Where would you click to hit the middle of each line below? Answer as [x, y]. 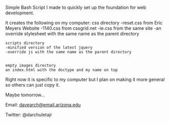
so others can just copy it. [33, 85]
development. [20, 13]
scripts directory [25, 43]
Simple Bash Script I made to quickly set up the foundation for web [76, 7]
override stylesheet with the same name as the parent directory [72, 34]
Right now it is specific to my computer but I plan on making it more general [85, 79]
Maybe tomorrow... [25, 95]
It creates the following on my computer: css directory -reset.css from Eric [84, 23]
